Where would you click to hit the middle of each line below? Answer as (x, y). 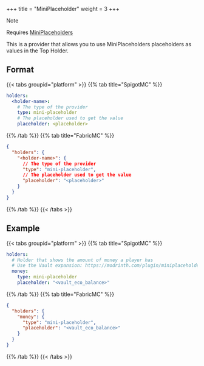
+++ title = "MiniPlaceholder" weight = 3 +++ (63, 9)
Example (23, 229)
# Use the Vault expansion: (47, 266)
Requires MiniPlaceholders (40, 32)
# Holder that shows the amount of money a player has (83, 260)
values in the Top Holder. (37, 51)
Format (20, 70)
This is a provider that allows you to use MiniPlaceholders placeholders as (99, 44)
